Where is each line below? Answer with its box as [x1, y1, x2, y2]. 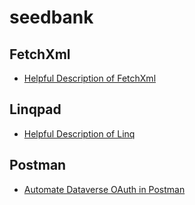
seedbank [9, 6, 94, 29]
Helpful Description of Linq [23, 127, 136, 140]
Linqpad [9, 101, 62, 118]
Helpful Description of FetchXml [23, 72, 157, 84]
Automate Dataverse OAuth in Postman [23, 183, 186, 195]
